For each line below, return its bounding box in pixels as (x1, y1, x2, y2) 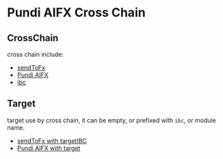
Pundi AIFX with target (16, 144, 81, 152)
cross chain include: (7, 50, 64, 58)
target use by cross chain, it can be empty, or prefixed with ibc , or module (7, 116, 217, 124)
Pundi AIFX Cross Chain (7, 5, 146, 21)
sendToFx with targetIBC (16, 136, 88, 145)
